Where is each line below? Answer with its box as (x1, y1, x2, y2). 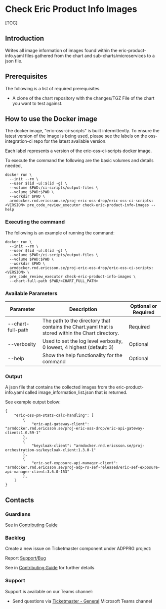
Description (69, 306, 97, 313)
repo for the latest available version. (34, 138, 107, 144)
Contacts (5, 496, 35, 504)
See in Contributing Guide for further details (5, 565, 95, 571)
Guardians (5, 510, 31, 517)
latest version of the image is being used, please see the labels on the (5, 133, 147, 139)
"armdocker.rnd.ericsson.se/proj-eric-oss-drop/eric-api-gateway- (5, 426, 145, 431)
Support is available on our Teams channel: (5, 588, 93, 594)
